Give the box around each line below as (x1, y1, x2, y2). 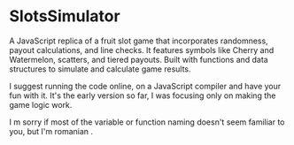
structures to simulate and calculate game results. (9, 64, 192, 74)
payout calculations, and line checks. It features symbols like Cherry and (9, 44, 275, 55)
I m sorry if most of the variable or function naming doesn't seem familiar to (9, 117, 285, 127)
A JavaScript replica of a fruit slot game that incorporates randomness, (9, 35, 268, 46)
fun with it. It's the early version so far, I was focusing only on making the (9, 90, 276, 101)
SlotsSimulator (9, 6, 121, 27)
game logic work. (9, 99, 73, 110)
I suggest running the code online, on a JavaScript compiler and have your (9, 80, 282, 91)
